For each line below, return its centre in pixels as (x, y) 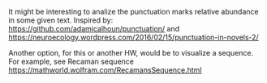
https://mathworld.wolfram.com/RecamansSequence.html (105, 70)
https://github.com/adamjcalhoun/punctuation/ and (94, 29)
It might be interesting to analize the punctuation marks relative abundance (133, 12)
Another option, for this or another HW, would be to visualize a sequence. (131, 53)
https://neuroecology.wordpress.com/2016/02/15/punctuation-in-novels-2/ (134, 37)
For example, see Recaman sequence (71, 61)
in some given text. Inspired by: (61, 20)
